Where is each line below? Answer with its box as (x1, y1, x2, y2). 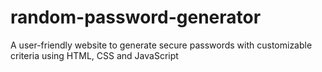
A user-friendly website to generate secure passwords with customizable (10, 39, 313, 51)
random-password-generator (10, 6, 262, 29)
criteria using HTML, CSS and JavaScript (10, 49, 179, 61)
